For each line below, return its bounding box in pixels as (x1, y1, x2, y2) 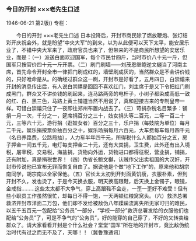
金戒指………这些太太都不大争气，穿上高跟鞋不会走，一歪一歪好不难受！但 (6, 185, 183, 192)
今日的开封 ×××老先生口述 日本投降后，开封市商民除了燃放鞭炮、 (16, 32, 173, 39)
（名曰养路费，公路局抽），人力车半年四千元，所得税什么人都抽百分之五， (6, 134, 183, 141)
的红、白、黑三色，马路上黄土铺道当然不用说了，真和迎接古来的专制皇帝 (6, 97, 180, 104)
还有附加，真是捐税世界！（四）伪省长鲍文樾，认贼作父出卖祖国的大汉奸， (6, 156, 185, 163)
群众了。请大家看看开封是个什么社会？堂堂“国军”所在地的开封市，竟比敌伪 (6, 222, 185, 229)
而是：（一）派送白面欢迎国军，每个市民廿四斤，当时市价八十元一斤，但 (16, 54, 188, 61)
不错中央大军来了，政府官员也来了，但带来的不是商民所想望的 (21, 47, 170, 54)
